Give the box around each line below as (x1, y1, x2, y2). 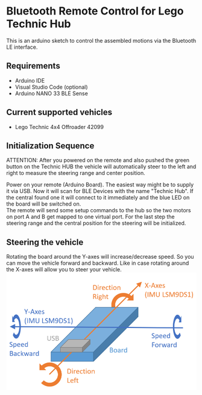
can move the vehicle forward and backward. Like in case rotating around (6, 259, 189, 267)
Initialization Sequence (6, 141, 95, 151)
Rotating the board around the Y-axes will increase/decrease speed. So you (6, 253, 194, 261)
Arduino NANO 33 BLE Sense (14, 89, 89, 97)
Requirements (6, 61, 60, 71)
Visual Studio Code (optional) (14, 83, 89, 90)
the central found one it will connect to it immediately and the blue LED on (6, 194, 190, 201)
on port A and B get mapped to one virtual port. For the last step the (6, 213, 175, 221)
